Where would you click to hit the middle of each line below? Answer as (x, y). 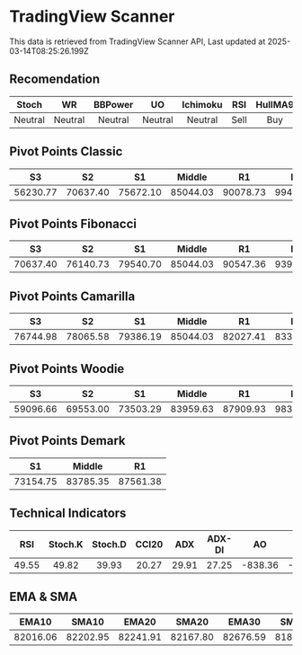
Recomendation (55, 80)
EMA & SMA (44, 597)
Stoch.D (109, 544)
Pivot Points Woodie (67, 369)
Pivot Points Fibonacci (73, 223)
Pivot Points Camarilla (72, 296)
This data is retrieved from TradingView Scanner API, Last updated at (138, 41)
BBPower (113, 104)
